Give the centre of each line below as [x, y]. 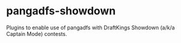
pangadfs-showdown [61, 11]
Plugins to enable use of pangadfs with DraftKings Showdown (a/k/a [90, 27]
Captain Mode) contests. [37, 33]
